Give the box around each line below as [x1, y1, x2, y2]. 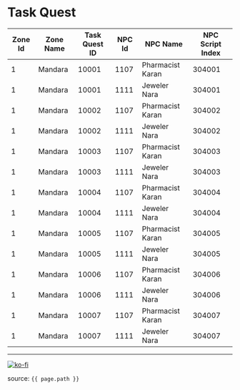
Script [200, 39, 221, 48]
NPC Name [144, 39, 184, 48]
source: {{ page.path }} [7, 374, 80, 382]
